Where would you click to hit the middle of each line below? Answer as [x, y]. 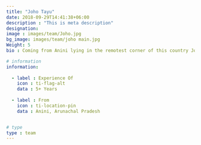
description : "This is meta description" [60, 23]
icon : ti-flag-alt [41, 84]
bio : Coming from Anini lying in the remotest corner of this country [97, 51]
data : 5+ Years [37, 89]
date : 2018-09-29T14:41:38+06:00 [48, 17]
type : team [21, 133]
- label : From [31, 100]
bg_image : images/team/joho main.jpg [53, 39]
